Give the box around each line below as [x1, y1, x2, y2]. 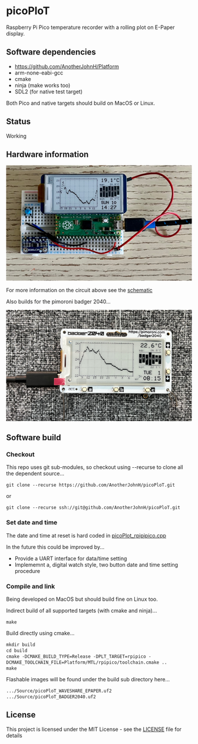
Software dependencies [6, 47, 96, 57]
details [6, 732, 22, 739]
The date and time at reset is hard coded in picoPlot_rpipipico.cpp [6, 532, 167, 539]
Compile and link [6, 582, 55, 590]
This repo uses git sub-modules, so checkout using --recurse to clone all [6, 464, 184, 471]
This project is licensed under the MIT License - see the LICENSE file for [6, 726, 181, 733]
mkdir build [6, 642, 35, 648]
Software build [6, 433, 61, 443]
